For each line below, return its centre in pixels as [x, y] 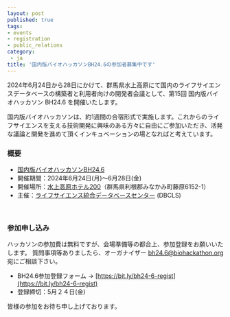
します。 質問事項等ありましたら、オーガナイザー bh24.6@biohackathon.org [115, 253]
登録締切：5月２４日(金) [51, 292]
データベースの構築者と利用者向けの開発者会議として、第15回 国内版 [110, 93]
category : [21, 52]
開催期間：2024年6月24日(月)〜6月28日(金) [79, 178]
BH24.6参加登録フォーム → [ [57, 276]
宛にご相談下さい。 [34, 261]
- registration [29, 39]
